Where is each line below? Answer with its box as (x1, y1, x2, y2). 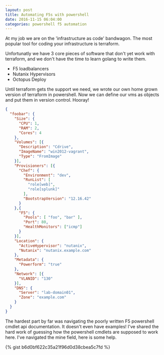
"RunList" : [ (23, 177, 51, 183)
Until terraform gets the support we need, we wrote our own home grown (5, 86, 158, 93)
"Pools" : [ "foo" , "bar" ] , (23, 215, 82, 220)
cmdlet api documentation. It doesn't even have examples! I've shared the (5, 323, 159, 329)
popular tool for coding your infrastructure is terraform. (5, 41, 120, 47)
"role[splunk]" (27, 187, 60, 192)
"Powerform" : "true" (18, 262, 62, 267)
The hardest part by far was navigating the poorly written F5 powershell (5, 318, 155, 324)
